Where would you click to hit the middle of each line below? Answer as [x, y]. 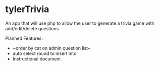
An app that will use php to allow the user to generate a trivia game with [80, 23]
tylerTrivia [27, 9]
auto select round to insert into [44, 53]
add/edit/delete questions [32, 28]
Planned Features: [24, 38]
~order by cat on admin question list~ [51, 48]
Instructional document [37, 58]
